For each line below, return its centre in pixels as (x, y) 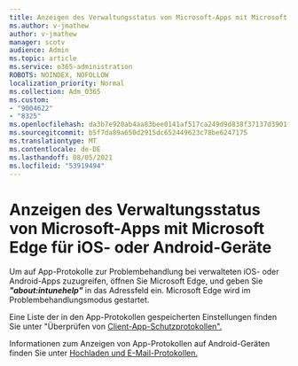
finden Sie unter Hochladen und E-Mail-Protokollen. (103, 353)
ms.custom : (29, 100)
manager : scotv (37, 42)
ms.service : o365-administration (71, 67)
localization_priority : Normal (67, 83)
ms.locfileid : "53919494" (57, 166)
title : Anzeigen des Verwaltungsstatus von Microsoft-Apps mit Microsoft (149, 17)
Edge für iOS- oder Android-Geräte (141, 247)
